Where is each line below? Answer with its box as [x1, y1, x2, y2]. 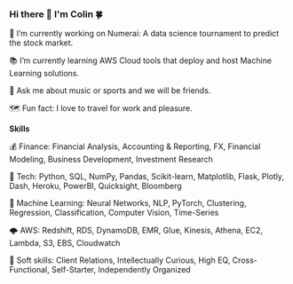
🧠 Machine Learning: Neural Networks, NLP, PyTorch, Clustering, [9, 198, 247, 209]
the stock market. [9, 37, 74, 48]
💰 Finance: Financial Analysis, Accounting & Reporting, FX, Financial [9, 141, 261, 152]
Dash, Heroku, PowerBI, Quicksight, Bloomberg [9, 181, 182, 192]
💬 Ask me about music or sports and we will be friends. [9, 85, 211, 96]
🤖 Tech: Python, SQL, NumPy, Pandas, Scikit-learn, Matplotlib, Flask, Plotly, [9, 171, 285, 182]
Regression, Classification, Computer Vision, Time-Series [9, 208, 219, 218]
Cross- [232, 255, 257, 265]
